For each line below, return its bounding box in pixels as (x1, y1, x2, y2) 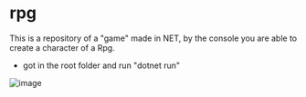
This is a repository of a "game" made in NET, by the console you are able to (9, 33, 298, 44)
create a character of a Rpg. (9, 42, 116, 53)
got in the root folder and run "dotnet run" (22, 60, 181, 71)
